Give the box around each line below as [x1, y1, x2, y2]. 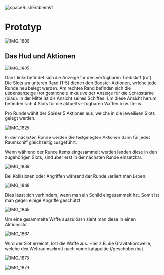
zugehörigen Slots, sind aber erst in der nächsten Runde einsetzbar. [5, 154, 143, 160]
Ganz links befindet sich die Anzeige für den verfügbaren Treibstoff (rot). [5, 74, 153, 80]
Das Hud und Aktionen [5, 52, 76, 61]
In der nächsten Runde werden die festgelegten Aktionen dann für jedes [5, 134, 151, 140]
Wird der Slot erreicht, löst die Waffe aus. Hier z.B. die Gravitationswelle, [5, 240, 152, 246]
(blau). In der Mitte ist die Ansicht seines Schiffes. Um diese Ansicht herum [5, 95, 157, 101]
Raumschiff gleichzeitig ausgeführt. [5, 139, 77, 145]
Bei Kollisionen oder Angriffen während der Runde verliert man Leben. [5, 173, 147, 179]
